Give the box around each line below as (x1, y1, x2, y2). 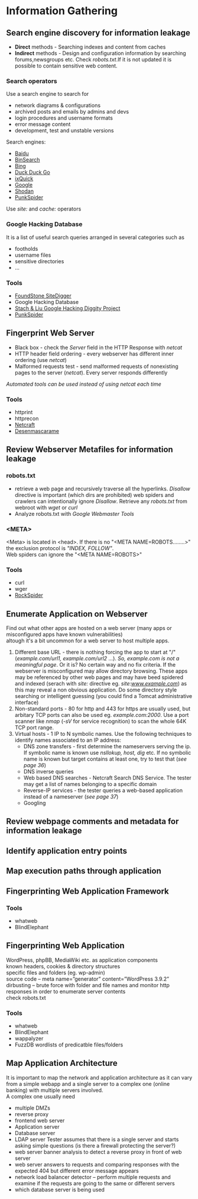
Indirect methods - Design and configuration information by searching (14, 50, 186, 57)
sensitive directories (14, 257, 64, 264)
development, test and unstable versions (14, 127, 114, 134)
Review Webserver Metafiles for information (6, 445, 173, 455)
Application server (14, 1123, 60, 1130)
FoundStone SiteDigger (14, 292, 72, 299)
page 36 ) (23, 762, 46, 769)
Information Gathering (6, 4, 118, 18)
